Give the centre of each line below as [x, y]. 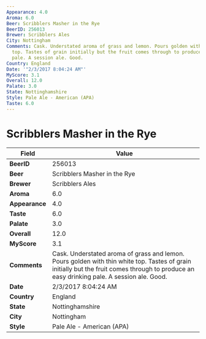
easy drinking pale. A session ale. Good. [109, 276]
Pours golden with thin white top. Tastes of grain [121, 261]
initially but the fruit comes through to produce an [123, 269]
